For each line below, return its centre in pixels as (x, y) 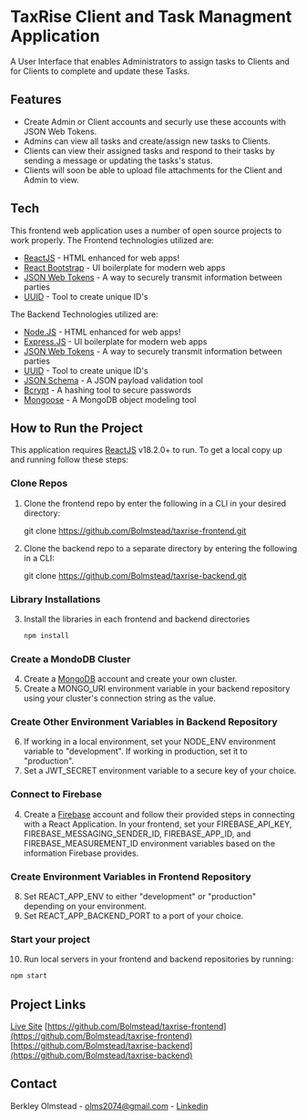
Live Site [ (29, 1026)
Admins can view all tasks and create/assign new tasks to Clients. (147, 141)
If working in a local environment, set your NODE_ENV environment (149, 742)
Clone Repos (39, 483)
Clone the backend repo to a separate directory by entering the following (160, 548)
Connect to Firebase (56, 795)
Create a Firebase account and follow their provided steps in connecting (159, 814)
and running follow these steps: (69, 460)
